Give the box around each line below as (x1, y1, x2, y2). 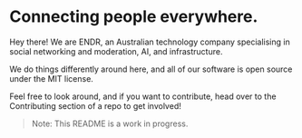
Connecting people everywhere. (9, 6, 258, 27)
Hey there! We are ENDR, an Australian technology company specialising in (9, 36, 290, 47)
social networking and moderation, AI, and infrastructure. (9, 45, 223, 56)
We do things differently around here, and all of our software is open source (9, 64, 293, 74)
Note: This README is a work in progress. (31, 118, 189, 129)
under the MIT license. (9, 73, 93, 84)
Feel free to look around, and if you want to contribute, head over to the (9, 91, 277, 102)
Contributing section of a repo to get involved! (9, 100, 181, 111)
